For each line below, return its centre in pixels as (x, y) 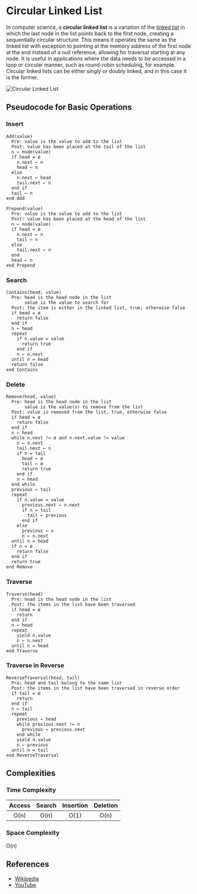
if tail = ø (26, 693)
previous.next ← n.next (51, 505)
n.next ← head (34, 178)
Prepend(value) (25, 208)
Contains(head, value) (34, 292)
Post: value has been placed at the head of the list (79, 219)
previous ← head (37, 719)
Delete (16, 384)
